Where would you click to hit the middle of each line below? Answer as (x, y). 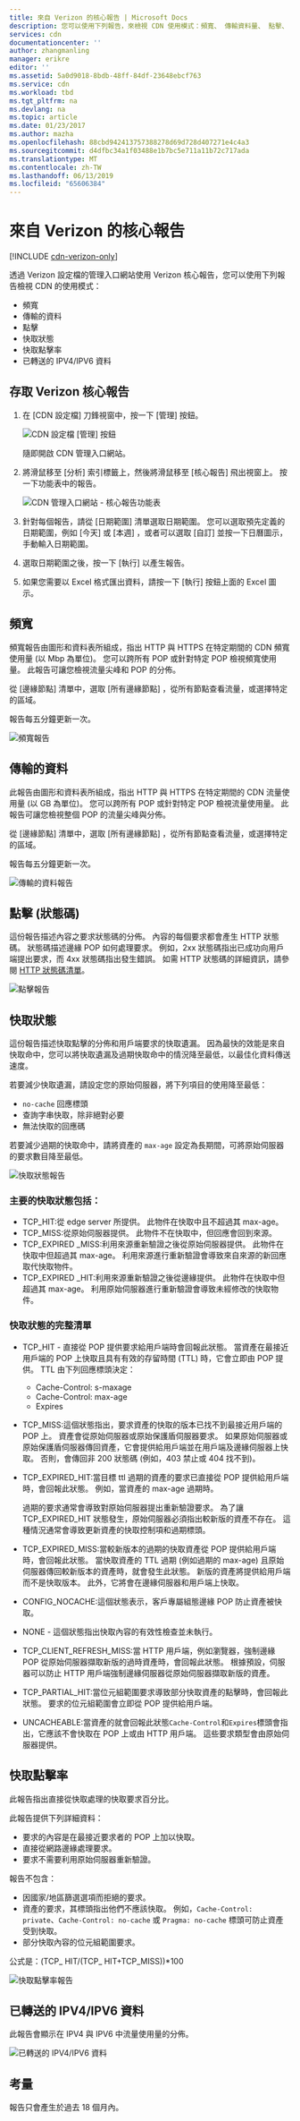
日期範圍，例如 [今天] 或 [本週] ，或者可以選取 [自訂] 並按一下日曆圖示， (155, 532)
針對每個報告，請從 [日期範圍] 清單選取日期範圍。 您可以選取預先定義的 (154, 521)
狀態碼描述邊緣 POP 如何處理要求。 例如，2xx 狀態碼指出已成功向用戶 (155, 948)
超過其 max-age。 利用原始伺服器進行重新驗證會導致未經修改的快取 (146, 1289)
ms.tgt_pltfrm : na (43, 101)
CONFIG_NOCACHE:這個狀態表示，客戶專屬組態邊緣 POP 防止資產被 (148, 1601)
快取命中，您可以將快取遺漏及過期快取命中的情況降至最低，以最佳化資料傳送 (150, 1055)
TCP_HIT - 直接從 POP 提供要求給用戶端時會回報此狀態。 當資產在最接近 (155, 1347)
